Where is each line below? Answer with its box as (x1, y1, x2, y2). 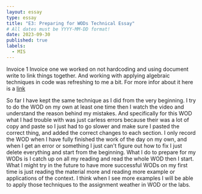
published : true (6, 37, 48, 43)
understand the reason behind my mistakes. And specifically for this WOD (6, 109, 192, 117)
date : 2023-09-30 (6, 32, 51, 38)
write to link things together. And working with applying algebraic (6, 71, 170, 79)
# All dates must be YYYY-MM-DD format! (6, 26, 111, 32)
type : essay (6, 15, 37, 21)
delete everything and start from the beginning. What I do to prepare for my (6, 148, 197, 156)
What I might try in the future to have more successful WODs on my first (6, 161, 188, 168)
